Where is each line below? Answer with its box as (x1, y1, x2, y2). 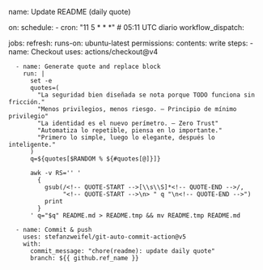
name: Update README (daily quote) (8, 7, 131, 16)
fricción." (8, 98, 45, 106)
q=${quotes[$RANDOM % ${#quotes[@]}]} (29, 155, 161, 163)
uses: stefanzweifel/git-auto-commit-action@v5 (23, 233, 186, 241)
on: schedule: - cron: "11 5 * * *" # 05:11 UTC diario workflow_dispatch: (8, 23, 244, 32)
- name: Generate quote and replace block (15, 62, 161, 71)
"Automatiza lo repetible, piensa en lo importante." (37, 126, 223, 135)
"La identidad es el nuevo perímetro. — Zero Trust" (37, 119, 219, 127)
